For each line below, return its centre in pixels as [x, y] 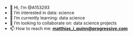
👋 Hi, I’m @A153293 [30, 8]
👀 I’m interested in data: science [42, 13]
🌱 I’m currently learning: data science [47, 18]
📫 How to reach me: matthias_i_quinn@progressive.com [69, 28]
